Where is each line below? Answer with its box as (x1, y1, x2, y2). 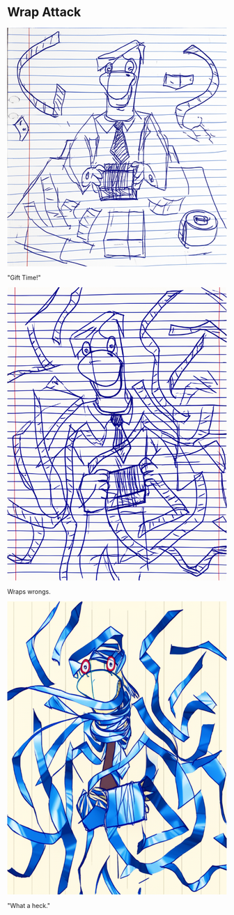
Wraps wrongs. (7, 587, 51, 596)
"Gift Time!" (7, 273, 41, 282)
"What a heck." (7, 901, 51, 909)
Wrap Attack (7, 4, 81, 20)
